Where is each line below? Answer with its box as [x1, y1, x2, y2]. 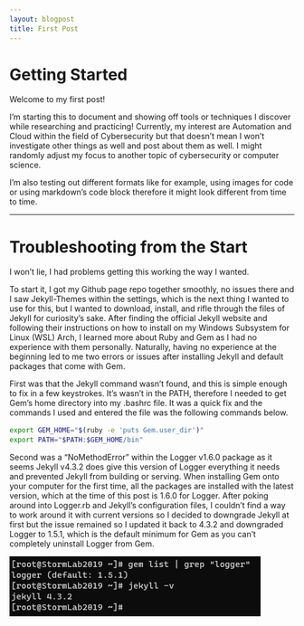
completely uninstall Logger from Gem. [9, 538, 156, 549]
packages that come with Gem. [9, 361, 126, 372]
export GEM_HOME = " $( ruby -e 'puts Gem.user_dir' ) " [9, 426, 204, 435]
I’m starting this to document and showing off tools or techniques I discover [9, 111, 291, 122]
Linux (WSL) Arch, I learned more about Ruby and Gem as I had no [9, 332, 258, 343]
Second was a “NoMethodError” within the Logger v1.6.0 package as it [9, 452, 273, 463]
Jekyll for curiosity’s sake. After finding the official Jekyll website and [9, 313, 268, 324]
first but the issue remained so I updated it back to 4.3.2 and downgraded [9, 519, 284, 530]
